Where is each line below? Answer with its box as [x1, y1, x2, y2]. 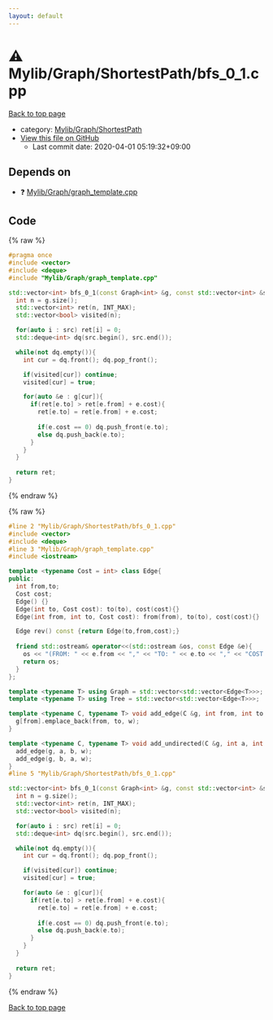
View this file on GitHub [19, 133, 100, 142]
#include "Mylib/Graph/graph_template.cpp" [8, 274, 158, 282]
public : [8, 575, 35, 583]
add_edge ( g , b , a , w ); [15, 755, 93, 763]
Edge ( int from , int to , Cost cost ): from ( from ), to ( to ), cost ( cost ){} [15, 612, 260, 621]
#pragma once [8, 252, 53, 260]
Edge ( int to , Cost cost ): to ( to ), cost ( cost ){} [15, 605, 180, 613]
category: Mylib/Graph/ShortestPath [19, 124, 142, 134]
